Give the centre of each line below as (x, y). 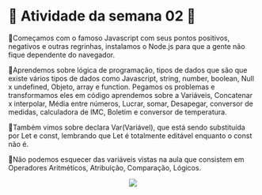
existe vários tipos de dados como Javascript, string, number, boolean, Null (131, 78)
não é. (19, 144)
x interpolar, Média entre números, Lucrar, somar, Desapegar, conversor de (131, 103)
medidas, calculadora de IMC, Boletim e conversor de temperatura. (118, 112)
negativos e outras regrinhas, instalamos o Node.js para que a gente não (127, 46)
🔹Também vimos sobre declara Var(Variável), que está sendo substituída (127, 127)
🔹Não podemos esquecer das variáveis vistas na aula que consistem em (126, 159)
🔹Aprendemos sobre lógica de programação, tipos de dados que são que (128, 69)
